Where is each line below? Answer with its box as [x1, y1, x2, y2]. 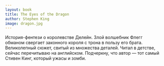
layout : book [5, 7, 32, 12]
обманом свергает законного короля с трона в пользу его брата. [5, 40, 143, 46]
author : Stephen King [5, 16, 50, 21]
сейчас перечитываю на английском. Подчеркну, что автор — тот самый [5, 50, 160, 56]
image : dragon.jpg [5, 21, 43, 26]
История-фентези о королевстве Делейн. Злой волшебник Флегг [5, 34, 143, 40]
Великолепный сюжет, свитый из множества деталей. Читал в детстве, [5, 45, 156, 51]
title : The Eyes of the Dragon [5, 12, 69, 17]
